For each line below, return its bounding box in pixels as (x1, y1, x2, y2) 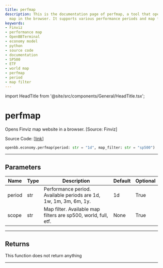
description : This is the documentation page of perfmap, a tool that (5, 12, 151, 17)
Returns (5, 240, 30, 248)
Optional (135, 177, 156, 184)
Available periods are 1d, (43, 192, 100, 199)
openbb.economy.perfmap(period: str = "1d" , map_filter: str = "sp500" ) (5, 145, 155, 150)
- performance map (5, 30, 42, 35)
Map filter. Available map (43, 206, 100, 212)
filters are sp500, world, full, (43, 212, 108, 219)
